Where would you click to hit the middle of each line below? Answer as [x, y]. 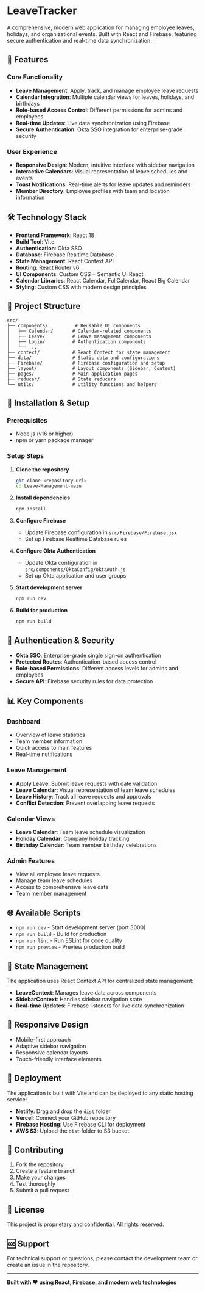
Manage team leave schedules [54, 880]
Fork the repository [40, 1164]
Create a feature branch [46, 1171]
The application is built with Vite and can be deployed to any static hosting [100, 1093]
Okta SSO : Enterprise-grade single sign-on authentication [88, 655]
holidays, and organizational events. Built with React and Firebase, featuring [102, 34]
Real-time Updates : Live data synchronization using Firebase [93, 123]
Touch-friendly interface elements [59, 1059]
